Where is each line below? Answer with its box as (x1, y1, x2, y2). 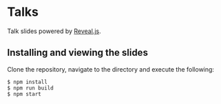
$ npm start (7, 90, 41, 97)
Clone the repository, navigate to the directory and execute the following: (7, 65, 215, 73)
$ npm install (7, 79, 48, 85)
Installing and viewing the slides (7, 47, 148, 59)
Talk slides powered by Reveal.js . (7, 27, 101, 35)
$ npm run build (7, 84, 54, 92)
